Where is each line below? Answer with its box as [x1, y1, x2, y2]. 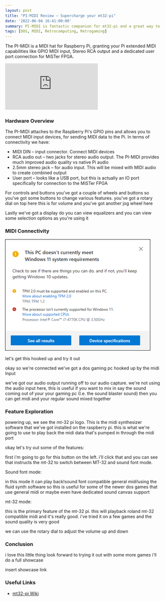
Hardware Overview [5, 118, 54, 125]
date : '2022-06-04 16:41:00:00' [5, 18, 72, 23]
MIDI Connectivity [5, 228, 49, 234]
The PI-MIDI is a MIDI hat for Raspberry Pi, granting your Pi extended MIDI [5, 43, 156, 49]
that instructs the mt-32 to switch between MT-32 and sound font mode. [5, 460, 153, 465]
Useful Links [5, 579, 36, 586]
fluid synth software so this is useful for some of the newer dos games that [5, 484, 158, 490]
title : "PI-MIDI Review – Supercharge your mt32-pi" [5, 13, 116, 18]
